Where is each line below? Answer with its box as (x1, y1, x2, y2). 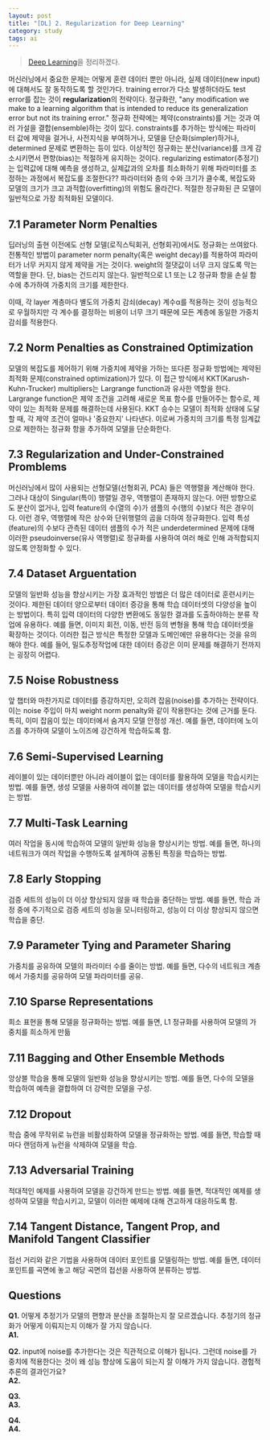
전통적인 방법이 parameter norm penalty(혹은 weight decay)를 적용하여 (8, 250, 237, 260)
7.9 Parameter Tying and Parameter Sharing (8, 939, 231, 952)
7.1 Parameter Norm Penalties (8, 217, 158, 231)
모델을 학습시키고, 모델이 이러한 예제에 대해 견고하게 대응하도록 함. (29, 1196, 238, 1206)
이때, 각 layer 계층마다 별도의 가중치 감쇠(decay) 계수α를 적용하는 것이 (8, 297, 231, 307)
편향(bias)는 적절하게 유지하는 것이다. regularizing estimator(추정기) (43, 154, 260, 163)
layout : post (8, 11, 52, 20)
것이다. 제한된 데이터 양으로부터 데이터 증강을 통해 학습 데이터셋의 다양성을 (8, 599, 243, 609)
